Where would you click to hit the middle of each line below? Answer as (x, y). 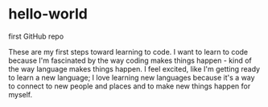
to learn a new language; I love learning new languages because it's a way (132, 77)
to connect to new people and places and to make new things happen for (130, 86)
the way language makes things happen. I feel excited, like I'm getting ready (134, 68)
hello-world (48, 14)
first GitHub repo (36, 36)
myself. (21, 94)
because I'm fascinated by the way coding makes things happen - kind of (130, 60)
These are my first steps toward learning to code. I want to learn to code (128, 51)
